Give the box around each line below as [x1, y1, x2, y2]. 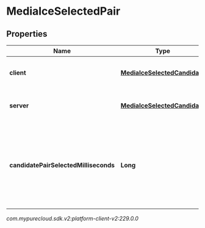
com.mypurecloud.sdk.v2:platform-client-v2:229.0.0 [6, 215, 139, 222]
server [9, 101, 29, 109]
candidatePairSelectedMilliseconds [9, 161, 115, 169]
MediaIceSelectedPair [6, 4, 121, 18]
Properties [6, 29, 48, 39]
